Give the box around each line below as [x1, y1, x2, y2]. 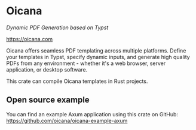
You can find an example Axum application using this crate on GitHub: [6, 110, 178, 117]
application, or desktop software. [6, 66, 88, 73]
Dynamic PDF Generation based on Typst [6, 24, 109, 31]
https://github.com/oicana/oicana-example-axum [6, 117, 128, 124]
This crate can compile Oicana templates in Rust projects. [6, 78, 148, 85]
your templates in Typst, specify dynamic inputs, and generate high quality [6, 53, 190, 60]
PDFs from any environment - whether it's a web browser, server [6, 60, 166, 67]
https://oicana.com [6, 35, 53, 42]
